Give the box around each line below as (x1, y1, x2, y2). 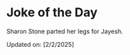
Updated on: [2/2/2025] (6, 40, 74, 48)
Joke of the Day (6, 5, 98, 20)
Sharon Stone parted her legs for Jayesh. (6, 27, 123, 35)
